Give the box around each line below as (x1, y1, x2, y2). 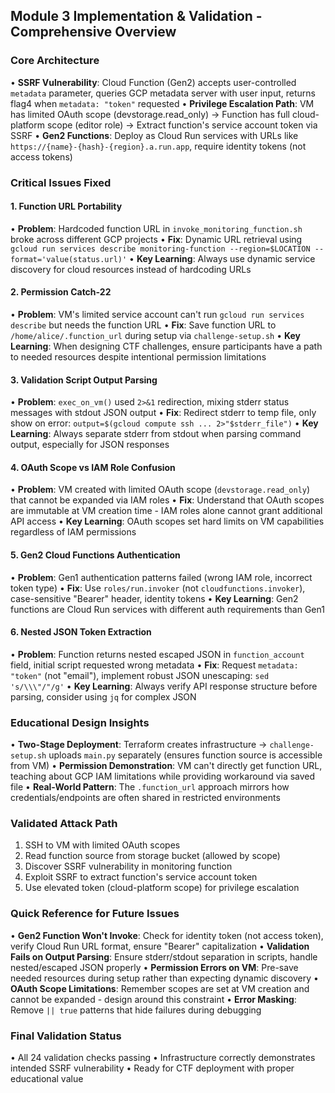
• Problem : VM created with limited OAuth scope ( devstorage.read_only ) (10, 484, 311, 496)
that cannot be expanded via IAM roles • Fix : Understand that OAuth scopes (10, 494, 325, 506)
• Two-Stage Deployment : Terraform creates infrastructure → (10, 739, 268, 751)
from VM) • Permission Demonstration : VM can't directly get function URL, (10, 760, 323, 772)
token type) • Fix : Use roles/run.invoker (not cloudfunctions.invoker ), (10, 582, 306, 594)
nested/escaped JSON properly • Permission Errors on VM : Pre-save (10, 961, 299, 973)
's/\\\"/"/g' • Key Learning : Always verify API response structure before (10, 680, 318, 692)
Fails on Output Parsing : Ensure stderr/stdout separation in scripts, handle (10, 950, 318, 963)
